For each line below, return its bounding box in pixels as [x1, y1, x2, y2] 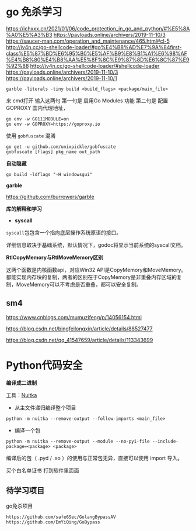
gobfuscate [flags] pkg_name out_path [6, 149, 100, 155]
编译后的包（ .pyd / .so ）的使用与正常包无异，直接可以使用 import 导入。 [6, 454, 183, 461]
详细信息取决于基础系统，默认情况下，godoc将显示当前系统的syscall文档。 [6, 241, 187, 249]
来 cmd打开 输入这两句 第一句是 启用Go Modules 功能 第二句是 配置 [6, 97, 169, 104]
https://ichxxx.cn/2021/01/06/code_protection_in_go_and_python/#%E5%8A [6, 25, 190, 32]
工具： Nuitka [6, 391, 37, 398]
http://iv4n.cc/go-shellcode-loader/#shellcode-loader [30, 62, 160, 69]
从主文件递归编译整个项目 [14, 404, 76, 411]
